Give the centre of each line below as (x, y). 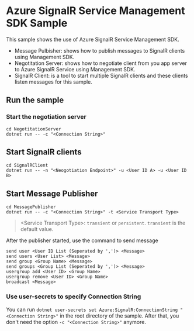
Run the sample (35, 100)
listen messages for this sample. (53, 82)
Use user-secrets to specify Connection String (74, 296)
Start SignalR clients (44, 152)
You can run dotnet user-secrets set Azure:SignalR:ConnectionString (92, 309)
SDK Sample (37, 23)
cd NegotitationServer (34, 129)
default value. (37, 229)
